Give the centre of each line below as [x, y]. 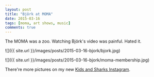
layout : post [18, 9]
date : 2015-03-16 [23, 18]
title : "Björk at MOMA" [29, 14]
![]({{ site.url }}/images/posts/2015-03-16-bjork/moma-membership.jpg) [77, 60]
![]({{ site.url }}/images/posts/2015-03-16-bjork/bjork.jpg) [63, 51]
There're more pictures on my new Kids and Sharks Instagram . [68, 69]
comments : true [20, 28]
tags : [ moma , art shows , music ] [38, 23]
